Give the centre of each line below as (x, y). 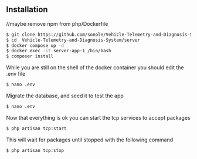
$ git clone (21, 35)
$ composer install (30, 56)
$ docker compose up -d (35, 45)
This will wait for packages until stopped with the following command (90, 140)
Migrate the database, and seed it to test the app (65, 96)
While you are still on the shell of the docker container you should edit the (95, 67)
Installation (27, 10)
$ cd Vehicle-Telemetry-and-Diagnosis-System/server (73, 40)
